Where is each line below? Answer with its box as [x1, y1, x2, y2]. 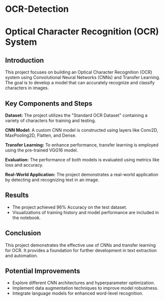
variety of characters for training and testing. [5, 117, 96, 123]
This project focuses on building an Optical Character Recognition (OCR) [5, 69, 153, 75]
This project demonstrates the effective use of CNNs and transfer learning [5, 242, 156, 248]
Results [5, 191, 29, 199]
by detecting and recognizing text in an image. [5, 177, 99, 183]
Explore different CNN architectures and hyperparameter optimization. [12, 280, 155, 286]
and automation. [5, 253, 38, 259]
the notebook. [12, 215, 41, 221]
